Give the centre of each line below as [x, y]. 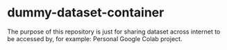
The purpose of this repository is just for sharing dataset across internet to [114, 32]
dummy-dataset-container [86, 13]
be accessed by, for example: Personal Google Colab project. [95, 38]
